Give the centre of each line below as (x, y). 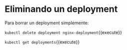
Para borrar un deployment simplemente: (47, 23)
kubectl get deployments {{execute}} (42, 42)
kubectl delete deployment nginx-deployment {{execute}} (63, 32)
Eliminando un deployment (61, 9)
